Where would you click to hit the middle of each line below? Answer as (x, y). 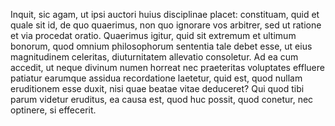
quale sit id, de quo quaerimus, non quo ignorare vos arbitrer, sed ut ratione (166, 25)
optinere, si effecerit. (53, 110)
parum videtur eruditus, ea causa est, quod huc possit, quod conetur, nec (162, 99)
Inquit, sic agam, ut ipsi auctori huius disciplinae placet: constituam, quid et (165, 14)
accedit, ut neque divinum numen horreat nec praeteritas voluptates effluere (167, 67)
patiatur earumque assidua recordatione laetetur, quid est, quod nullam (156, 78)
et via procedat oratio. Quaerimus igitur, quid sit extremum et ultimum (153, 35)
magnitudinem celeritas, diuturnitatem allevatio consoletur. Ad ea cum (154, 57)
